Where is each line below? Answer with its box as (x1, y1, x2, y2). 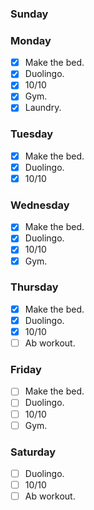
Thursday (10, 280, 59, 294)
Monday (10, 33, 52, 47)
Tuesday (10, 127, 54, 141)
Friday (10, 363, 42, 377)
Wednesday (10, 198, 70, 212)
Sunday (10, 7, 49, 21)
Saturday (10, 445, 57, 459)
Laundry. (24, 102, 62, 114)
